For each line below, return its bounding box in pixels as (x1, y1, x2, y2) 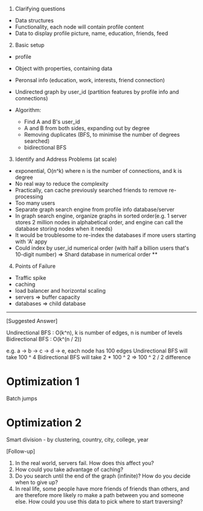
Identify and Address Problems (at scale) (14, 155, 117, 163)
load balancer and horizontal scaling (14, 287, 106, 294)
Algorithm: (14, 106, 41, 114)
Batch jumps (6, 394, 37, 402)
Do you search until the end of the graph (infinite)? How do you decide (14, 472, 191, 480)
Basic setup (14, 42, 45, 48)
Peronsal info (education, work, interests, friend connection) (14, 77, 165, 83)
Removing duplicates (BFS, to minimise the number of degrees (24, 131, 180, 138)
